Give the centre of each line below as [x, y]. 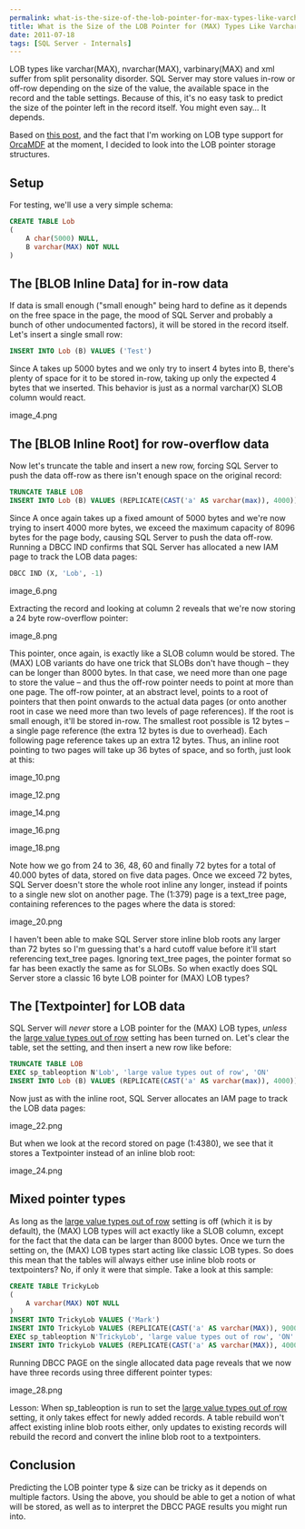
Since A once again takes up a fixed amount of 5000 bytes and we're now [148, 518]
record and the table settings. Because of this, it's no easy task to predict [146, 98]
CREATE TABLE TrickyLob [54, 1286]
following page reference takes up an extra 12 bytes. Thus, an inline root [144, 740]
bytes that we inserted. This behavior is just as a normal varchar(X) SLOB [146, 388]
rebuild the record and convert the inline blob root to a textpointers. [135, 1436]
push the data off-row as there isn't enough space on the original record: [146, 475]
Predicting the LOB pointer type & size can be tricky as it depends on [138, 1487]
